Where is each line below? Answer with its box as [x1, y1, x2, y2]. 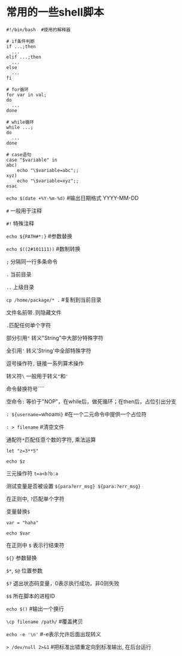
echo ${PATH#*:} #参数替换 [6, 232, 73, 239]
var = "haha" [6, 520, 39, 526]
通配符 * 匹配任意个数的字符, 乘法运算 [6, 436, 96, 443]
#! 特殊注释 [6, 220, 35, 227]
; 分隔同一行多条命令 [6, 258, 58, 265]
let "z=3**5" [6, 448, 39, 454]
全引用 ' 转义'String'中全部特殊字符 [6, 347, 92, 354]
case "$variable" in [6, 157, 58, 163]
